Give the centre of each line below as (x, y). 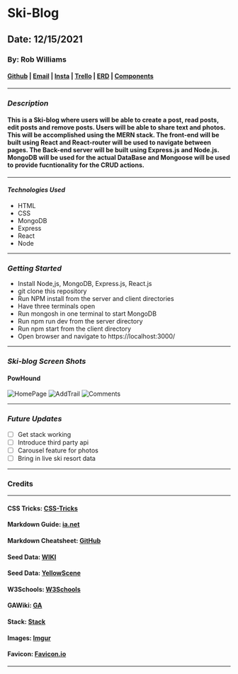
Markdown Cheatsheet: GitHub (54, 541)
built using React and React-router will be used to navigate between (109, 142)
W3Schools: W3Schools (44, 589)
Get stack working (44, 434)
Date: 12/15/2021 (45, 39)
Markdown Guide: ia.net (44, 525)
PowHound (24, 378)
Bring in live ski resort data (56, 458)
